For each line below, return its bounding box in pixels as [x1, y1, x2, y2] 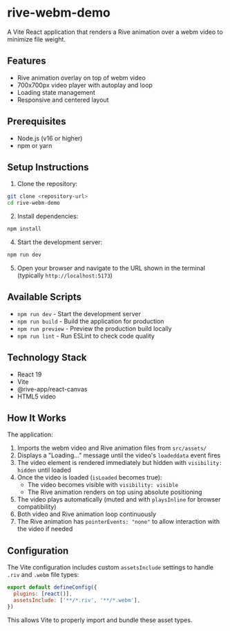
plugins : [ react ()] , [13, 590, 73, 597]
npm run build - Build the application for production [17, 317, 164, 325]
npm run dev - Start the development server [17, 309, 142, 318]
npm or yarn [17, 141, 52, 149]
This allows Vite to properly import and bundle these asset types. [7, 616, 193, 624]
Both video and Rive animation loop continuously [17, 510, 157, 518]
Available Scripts [7, 291, 82, 303]
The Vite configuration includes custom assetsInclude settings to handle [7, 563, 214, 571]
